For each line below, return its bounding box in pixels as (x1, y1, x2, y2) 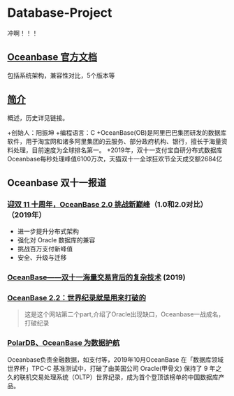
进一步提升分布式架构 (17, 227, 79, 235)
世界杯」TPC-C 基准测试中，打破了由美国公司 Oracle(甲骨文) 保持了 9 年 (7, 364, 216, 372)
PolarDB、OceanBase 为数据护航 (7, 338, 120, 348)
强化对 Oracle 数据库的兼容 (17, 236, 96, 244)
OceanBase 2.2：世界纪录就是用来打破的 (7, 293, 147, 303)
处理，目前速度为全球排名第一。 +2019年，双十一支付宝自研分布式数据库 (13, 145, 223, 154)
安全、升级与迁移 (17, 254, 67, 262)
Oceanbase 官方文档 (7, 51, 98, 64)
